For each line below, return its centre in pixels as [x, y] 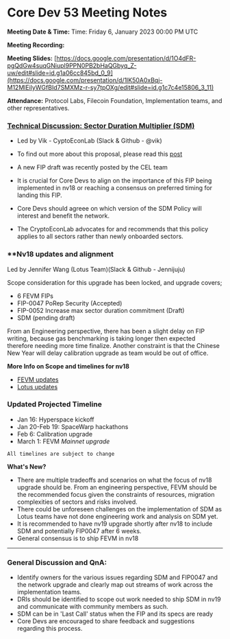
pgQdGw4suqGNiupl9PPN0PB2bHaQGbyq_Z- [72, 65]
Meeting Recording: [36, 45]
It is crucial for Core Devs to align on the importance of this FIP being [114, 181]
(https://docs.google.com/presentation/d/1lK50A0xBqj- [85, 80]
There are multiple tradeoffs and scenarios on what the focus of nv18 [114, 480]
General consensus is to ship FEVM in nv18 [78, 538]
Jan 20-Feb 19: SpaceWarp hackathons [73, 426]
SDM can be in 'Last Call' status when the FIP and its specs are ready [115, 614]
